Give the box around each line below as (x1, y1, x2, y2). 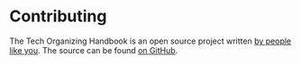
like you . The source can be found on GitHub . (9, 44, 178, 55)
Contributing (9, 6, 107, 27)
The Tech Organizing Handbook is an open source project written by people (9, 36, 292, 46)
